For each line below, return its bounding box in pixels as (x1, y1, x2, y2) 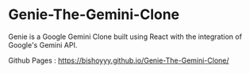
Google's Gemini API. (8, 40, 78, 49)
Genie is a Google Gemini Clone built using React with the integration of (8, 32, 242, 41)
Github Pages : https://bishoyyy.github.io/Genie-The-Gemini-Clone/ (8, 56, 229, 65)
